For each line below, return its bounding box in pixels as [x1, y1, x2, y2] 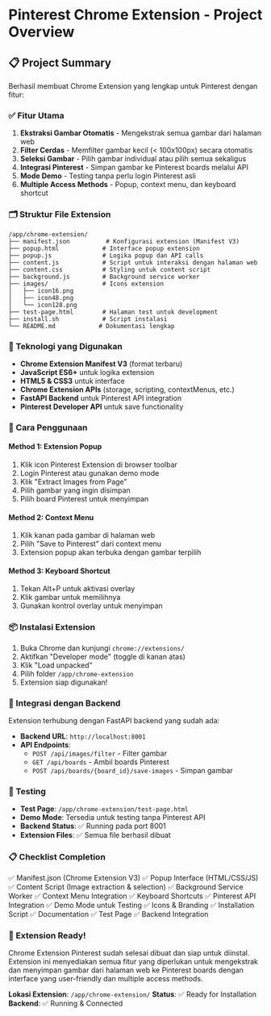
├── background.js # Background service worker [8, 273, 200, 281]
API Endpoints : [19, 740, 71, 750]
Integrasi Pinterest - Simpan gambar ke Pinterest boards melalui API [19, 163, 248, 173]
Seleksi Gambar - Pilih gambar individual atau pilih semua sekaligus [19, 154, 247, 164]
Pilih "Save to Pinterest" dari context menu [19, 539, 162, 549]
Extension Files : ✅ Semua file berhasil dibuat [19, 831, 171, 840]
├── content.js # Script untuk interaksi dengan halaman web [8, 258, 258, 267]
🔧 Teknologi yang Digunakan [8, 340, 123, 352]
